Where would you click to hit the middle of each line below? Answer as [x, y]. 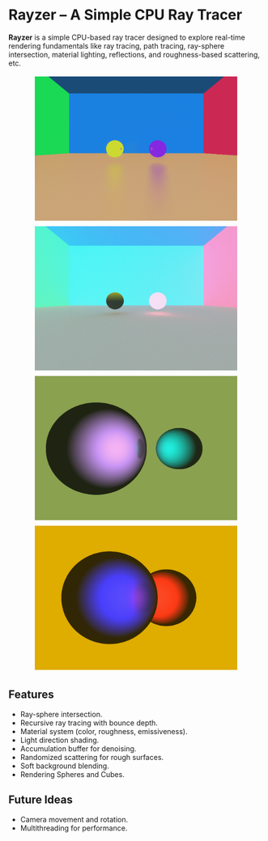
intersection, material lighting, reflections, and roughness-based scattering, [134, 54]
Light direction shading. [60, 740]
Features [31, 695]
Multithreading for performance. [74, 828]
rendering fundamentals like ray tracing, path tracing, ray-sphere [117, 45]
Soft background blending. [64, 766]
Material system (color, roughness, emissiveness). [104, 731]
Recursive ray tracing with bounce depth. [89, 723]
